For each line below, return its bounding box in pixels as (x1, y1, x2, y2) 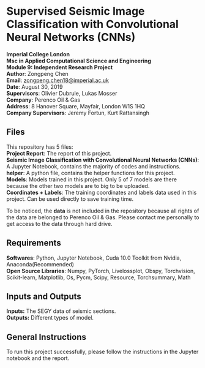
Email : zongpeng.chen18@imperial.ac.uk (6, 77, 109, 84)
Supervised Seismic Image (6, 4, 145, 18)
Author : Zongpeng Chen (6, 70, 69, 77)
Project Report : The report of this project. (6, 149, 112, 157)
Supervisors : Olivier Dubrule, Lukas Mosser (6, 89, 117, 97)
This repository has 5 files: (6, 143, 73, 151)
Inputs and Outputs (6, 291, 81, 301)
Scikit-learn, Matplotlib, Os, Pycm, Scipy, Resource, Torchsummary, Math (6, 274, 191, 281)
